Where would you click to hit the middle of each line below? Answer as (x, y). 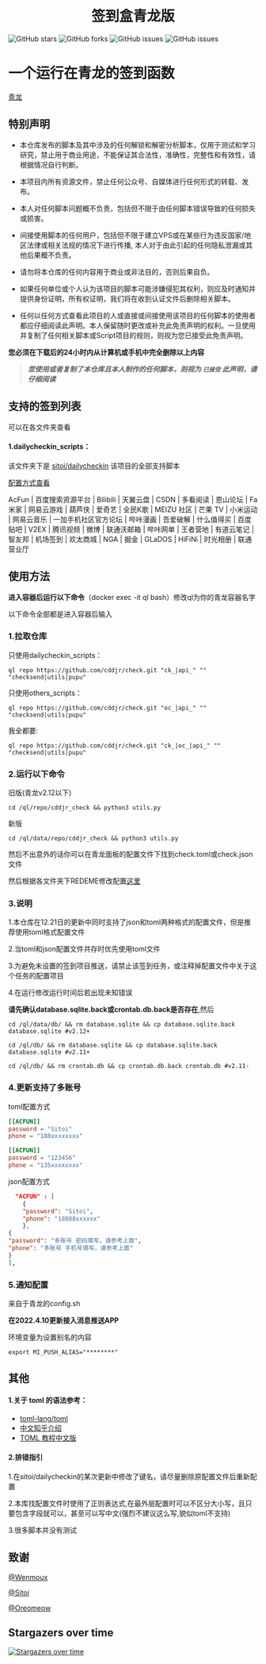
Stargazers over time (61, 1633)
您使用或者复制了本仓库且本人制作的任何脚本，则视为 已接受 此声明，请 (142, 369)
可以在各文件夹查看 (40, 427)
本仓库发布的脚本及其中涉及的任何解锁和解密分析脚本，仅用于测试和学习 (137, 144)
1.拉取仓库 (28, 636)
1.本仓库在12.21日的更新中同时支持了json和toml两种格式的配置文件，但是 (126, 922)
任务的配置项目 (39, 976)
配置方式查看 (29, 482)
